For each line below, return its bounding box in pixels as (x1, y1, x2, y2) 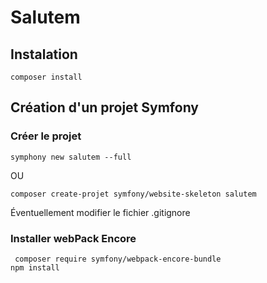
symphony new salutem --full (10, 152, 132, 162)
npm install (10, 262, 60, 273)
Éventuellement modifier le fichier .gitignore (10, 206, 191, 218)
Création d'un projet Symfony (10, 99, 199, 116)
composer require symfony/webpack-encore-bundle (14, 254, 222, 264)
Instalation (10, 46, 78, 63)
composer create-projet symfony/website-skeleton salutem (10, 189, 257, 199)
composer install (10, 72, 83, 82)
